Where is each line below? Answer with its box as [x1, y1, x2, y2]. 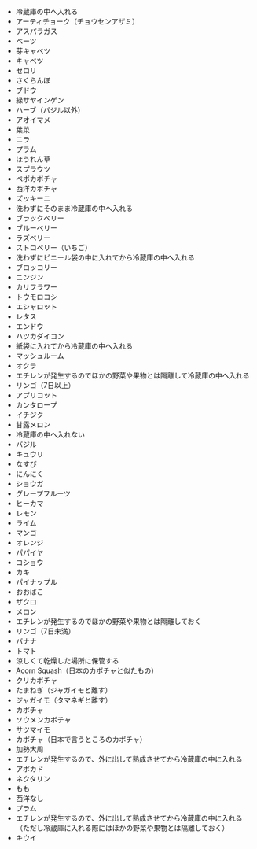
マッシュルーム [15, 351, 64, 360]
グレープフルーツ [15, 489, 71, 498]
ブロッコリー [15, 263, 57, 271]
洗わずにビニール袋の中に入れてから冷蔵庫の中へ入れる [15, 253, 195, 262]
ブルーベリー [15, 223, 57, 232]
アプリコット [15, 390, 57, 400]
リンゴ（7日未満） [15, 626, 75, 636]
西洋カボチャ [15, 184, 57, 193]
